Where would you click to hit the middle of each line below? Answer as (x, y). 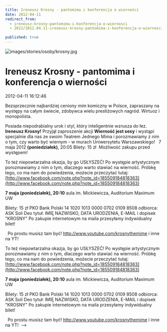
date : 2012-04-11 (23, 14)
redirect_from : (21, 19)
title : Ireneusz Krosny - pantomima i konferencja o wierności (72, 10)
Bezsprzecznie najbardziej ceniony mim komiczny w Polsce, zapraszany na (82, 106)
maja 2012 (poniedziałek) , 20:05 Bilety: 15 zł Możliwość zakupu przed (78, 147)
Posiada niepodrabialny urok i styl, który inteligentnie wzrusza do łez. (76, 126)
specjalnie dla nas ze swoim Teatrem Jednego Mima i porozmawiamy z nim (82, 136)
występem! (17, 152)
